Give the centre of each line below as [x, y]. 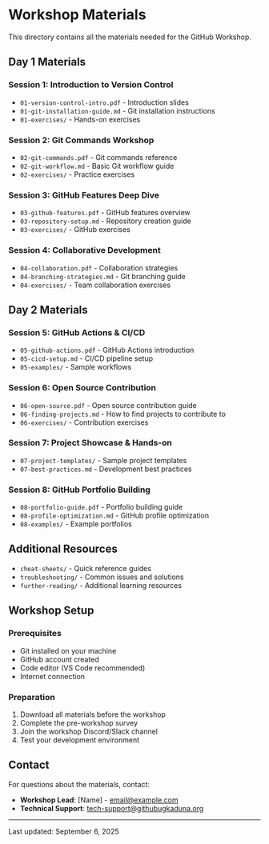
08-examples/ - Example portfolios [76, 524]
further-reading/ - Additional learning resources [101, 585]
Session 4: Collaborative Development [85, 250]
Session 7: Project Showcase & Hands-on [90, 443]
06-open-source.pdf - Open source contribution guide [108, 405]
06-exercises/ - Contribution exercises [84, 422]
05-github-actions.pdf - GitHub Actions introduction [107, 350]
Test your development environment [80, 740]
